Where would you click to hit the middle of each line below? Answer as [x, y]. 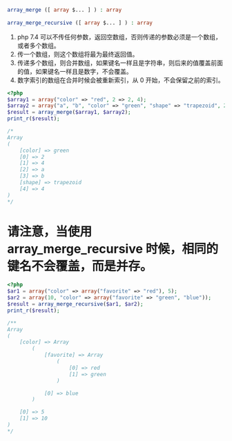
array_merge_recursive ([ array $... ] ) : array [80, 23]
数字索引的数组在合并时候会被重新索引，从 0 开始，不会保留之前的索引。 [120, 80]
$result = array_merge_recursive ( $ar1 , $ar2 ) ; [75, 304]
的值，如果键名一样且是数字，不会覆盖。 [75, 71]
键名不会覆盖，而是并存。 [80, 266]
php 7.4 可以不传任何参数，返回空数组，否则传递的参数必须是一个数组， [119, 37]
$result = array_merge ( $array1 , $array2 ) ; [69, 112]
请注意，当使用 [50, 232]
